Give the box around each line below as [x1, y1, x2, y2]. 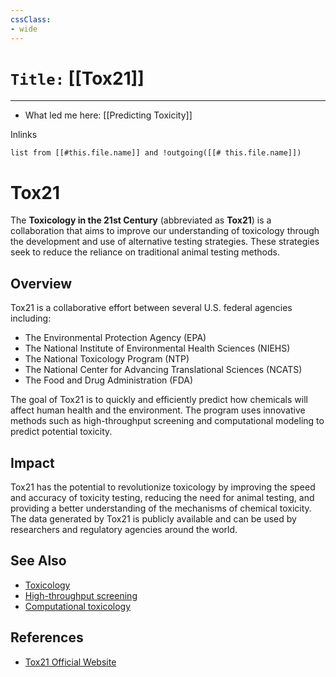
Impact [10, 454, 55, 471]
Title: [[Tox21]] [10, 67, 145, 90]
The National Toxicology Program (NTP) [24, 353, 190, 365]
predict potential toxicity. [10, 426, 113, 438]
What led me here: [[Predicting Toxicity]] [24, 109, 193, 121]
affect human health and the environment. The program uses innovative [10, 404, 306, 416]
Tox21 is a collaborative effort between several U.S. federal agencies [10, 302, 293, 314]
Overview [10, 275, 73, 292]
